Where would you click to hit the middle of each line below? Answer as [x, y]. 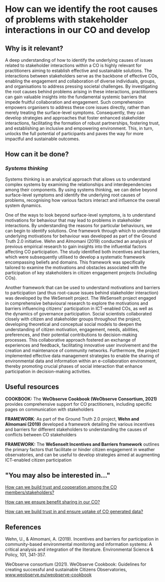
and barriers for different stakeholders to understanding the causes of [76, 429]
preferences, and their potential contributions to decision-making [71, 335]
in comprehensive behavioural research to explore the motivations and [77, 303]
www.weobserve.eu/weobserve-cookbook [49, 575]
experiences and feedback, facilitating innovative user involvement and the [81, 345]
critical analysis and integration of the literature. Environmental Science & [79, 549]
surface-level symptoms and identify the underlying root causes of [73, 195]
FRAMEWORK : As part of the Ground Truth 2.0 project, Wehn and [72, 419]
